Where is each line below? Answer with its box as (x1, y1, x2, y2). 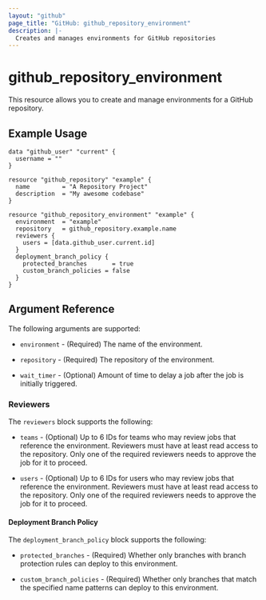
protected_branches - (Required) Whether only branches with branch (19, 550, 247, 560)
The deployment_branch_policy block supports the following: (8, 535, 207, 545)
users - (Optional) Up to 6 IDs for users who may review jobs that (19, 474, 234, 483)
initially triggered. (19, 378, 77, 388)
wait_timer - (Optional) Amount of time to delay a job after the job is (19, 370, 244, 380)
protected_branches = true (22, 260, 134, 268)
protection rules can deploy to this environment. (19, 559, 178, 569)
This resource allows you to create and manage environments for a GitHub (8, 95, 253, 105)
